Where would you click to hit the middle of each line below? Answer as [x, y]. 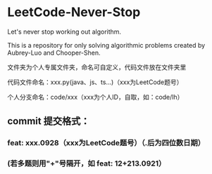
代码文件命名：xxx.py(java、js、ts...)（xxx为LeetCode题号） [95, 82]
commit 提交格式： [49, 121]
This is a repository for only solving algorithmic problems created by [106, 45]
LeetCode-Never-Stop [74, 12]
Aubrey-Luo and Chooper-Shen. [54, 53]
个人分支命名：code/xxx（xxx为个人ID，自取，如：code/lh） [95, 97]
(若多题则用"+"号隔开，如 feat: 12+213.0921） [87, 163]
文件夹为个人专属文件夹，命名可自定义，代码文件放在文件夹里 [97, 67]
